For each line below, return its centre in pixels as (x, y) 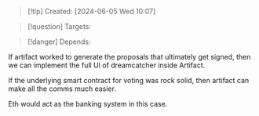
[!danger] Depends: (59, 42)
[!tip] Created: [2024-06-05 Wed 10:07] (91, 11)
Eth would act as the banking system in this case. (88, 104)
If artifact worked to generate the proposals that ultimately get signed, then (129, 57)
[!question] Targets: (59, 26)
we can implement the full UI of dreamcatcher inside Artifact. (107, 65)
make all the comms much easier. (62, 89)
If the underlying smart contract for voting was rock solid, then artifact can (129, 80)
